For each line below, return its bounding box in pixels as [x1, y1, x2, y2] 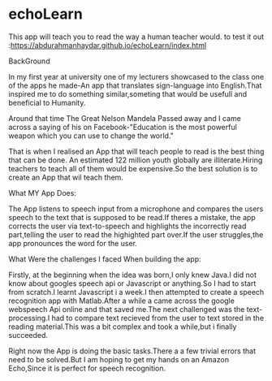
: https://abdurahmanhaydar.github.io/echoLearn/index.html [8, 40, 207, 50]
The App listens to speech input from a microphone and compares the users [8, 204, 264, 214]
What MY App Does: [8, 188, 77, 197]
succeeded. [8, 330, 49, 340]
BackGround [8, 56, 50, 66]
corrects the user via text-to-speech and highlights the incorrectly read [8, 221, 247, 231]
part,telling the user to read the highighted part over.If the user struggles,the [8, 229, 264, 240]
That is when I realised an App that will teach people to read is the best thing [8, 146, 265, 156]
